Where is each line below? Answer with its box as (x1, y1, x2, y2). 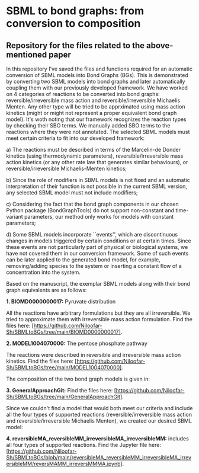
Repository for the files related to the (6, 40, 145, 50)
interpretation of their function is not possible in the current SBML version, (6, 183, 188, 190)
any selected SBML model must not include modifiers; (6, 189, 138, 196)
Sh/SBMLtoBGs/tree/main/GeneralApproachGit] (6, 393, 123, 400)
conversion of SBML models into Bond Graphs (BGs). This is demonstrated (6, 72, 188, 78)
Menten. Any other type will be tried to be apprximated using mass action (6, 103, 185, 110)
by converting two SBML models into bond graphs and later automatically (6, 78, 185, 85)
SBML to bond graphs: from (6, 4, 145, 18)
